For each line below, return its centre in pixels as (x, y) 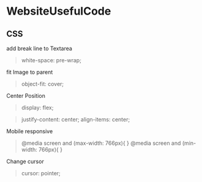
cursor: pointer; (41, 173)
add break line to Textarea (39, 48)
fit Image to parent (30, 72)
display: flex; (37, 107)
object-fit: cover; (43, 84)
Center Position (26, 96)
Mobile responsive (30, 131)
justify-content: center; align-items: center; (76, 119)
